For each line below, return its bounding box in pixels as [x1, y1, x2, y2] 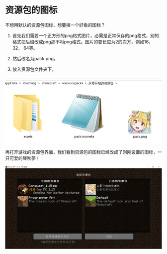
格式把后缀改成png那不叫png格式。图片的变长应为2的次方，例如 [12, 38, 145, 45]
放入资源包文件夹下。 [12, 66, 56, 72]
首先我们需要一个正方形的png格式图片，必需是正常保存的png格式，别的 [12, 32, 159, 38]
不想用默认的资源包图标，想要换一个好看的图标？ [5, 22, 105, 28]
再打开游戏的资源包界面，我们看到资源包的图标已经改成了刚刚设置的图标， [5, 149, 158, 155]
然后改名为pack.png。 [12, 55, 58, 61]
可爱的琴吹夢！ [9, 155, 40, 161]
